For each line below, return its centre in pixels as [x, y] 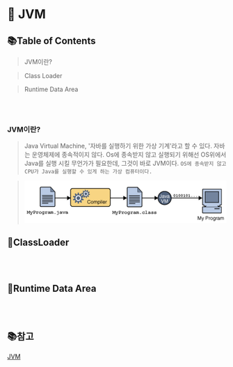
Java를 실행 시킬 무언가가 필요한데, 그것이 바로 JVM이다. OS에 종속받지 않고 [125, 164]
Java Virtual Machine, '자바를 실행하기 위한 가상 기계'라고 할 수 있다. [118, 146]
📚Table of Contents [51, 41]
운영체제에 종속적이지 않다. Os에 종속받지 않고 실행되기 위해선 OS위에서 [129, 155]
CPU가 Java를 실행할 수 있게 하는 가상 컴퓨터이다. [88, 172]
